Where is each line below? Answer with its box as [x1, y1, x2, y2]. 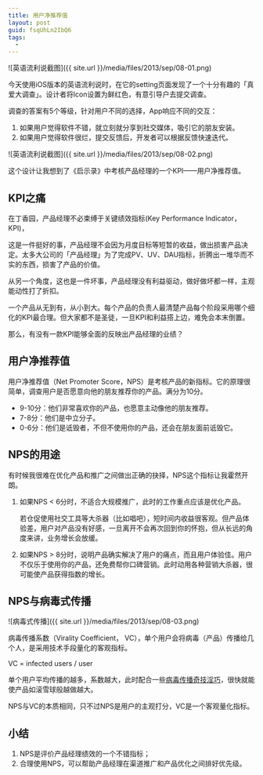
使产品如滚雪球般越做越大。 [8, 685, 98, 694]
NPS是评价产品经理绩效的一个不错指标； [19, 749, 151, 759]
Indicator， [205, 213, 241, 223]
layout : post [8, 19, 51, 27]
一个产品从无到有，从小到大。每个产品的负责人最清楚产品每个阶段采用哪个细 [8, 303, 255, 312]
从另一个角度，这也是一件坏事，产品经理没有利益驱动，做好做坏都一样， [8, 276, 241, 286]
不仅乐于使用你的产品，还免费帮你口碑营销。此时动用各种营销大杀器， [19, 559, 247, 569]
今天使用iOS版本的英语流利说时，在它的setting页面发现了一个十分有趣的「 [8, 80, 248, 89]
